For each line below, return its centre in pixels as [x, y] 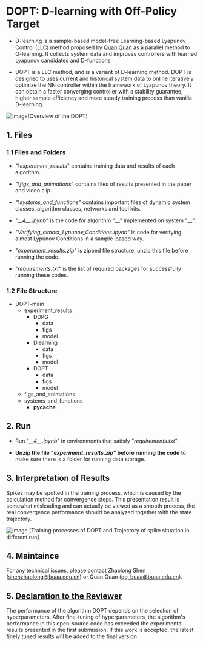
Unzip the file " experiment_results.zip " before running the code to [100, 452]
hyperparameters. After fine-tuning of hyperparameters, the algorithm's [96, 617]
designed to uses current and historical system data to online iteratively [104, 78]
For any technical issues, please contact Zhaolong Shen [76, 570]
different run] [23, 537]
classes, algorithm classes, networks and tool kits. [78, 208]
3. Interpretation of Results [58, 478]
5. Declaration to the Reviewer [64, 596]
